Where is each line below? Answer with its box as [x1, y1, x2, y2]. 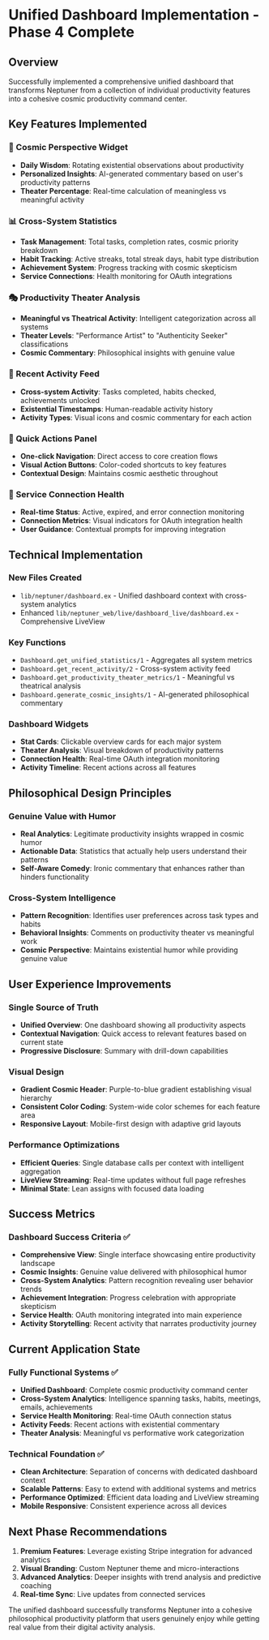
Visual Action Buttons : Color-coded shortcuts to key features [19, 460, 227, 470]
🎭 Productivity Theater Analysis [8, 292, 140, 303]
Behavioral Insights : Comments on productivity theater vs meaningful [19, 928, 254, 938]
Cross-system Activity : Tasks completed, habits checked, [19, 387, 216, 397]
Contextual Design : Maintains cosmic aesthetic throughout [19, 468, 219, 478]
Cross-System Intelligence [8, 892, 116, 904]
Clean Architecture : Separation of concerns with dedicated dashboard [19, 1466, 258, 1477]
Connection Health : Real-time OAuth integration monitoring [19, 754, 220, 764]
